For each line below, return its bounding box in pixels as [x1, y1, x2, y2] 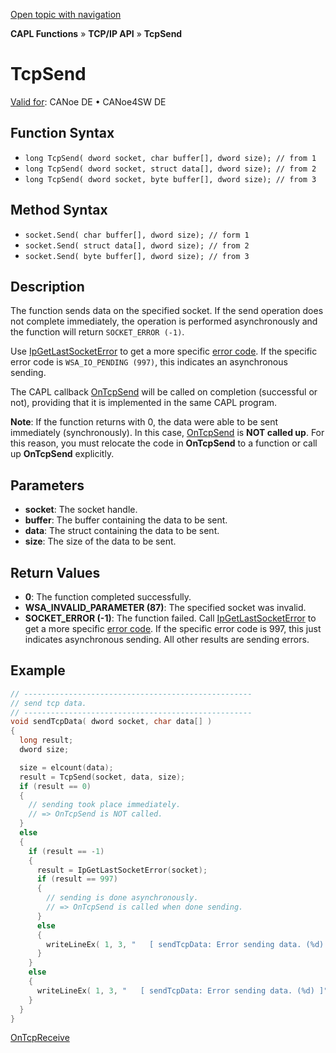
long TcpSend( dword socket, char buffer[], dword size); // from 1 [24, 153, 317, 163]
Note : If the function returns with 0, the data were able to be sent [10, 416, 279, 428]
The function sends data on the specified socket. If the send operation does [10, 305, 324, 317]
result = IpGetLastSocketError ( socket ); [36, 865, 208, 875]
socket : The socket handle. [24, 504, 138, 516]
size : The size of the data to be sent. [24, 535, 177, 548]
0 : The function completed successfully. [24, 591, 192, 603]
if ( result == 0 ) [19, 781, 92, 791]
